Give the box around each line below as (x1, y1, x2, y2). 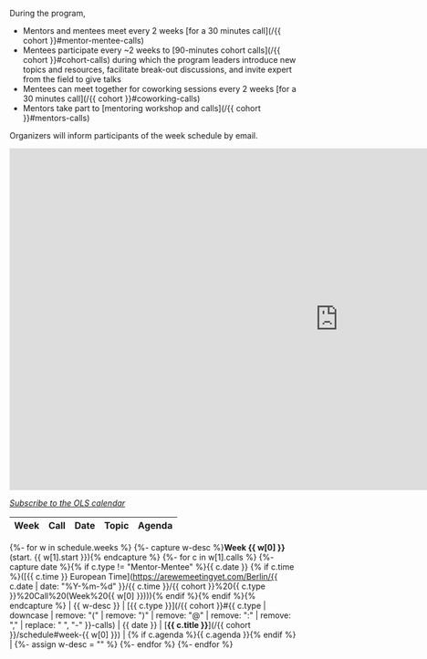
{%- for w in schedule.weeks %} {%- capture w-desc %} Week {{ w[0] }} (9, 542, 286, 552)
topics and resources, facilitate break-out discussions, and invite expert (22, 64, 292, 75)
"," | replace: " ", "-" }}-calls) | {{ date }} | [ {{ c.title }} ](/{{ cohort (9, 620, 251, 630)
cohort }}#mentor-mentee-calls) (22, 36, 144, 46)
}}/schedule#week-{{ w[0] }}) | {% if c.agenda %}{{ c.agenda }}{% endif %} (9, 629, 297, 640)
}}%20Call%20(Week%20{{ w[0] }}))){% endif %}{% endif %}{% (9, 591, 256, 601)
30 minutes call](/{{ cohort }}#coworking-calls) (22, 93, 201, 104)
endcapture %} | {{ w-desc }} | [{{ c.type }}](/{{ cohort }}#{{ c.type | (9, 601, 266, 611)
